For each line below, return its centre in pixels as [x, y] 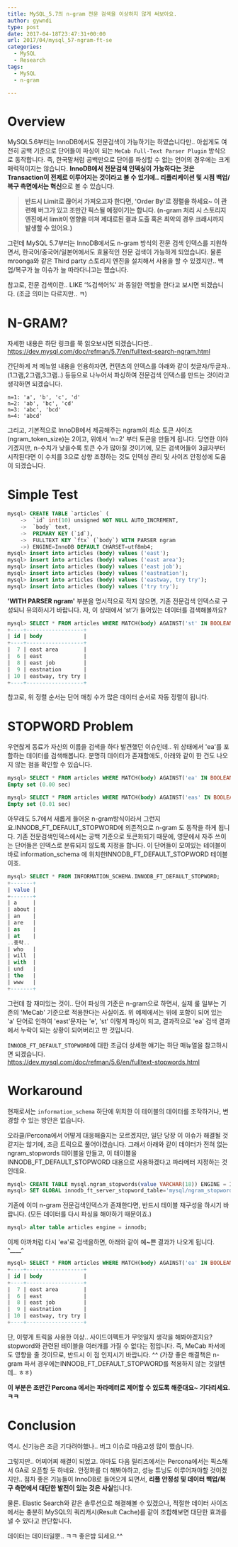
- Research [30, 60]
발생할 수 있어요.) [49, 228]
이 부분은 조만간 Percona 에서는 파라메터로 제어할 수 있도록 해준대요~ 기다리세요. [119, 1387]
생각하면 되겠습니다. [35, 384]
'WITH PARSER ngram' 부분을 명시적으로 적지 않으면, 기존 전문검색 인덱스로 [114, 600]
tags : [15, 67]
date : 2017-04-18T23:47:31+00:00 [57, 34]
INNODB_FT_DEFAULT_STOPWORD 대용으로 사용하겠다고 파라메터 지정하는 [114, 1162]
